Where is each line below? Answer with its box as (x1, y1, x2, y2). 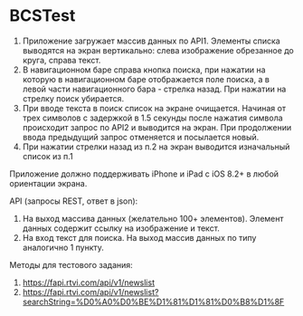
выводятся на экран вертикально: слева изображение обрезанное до (22, 44, 294, 55)
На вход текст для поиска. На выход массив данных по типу (22, 232, 257, 243)
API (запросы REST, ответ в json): (9, 196, 138, 206)
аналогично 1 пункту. (22, 242, 104, 253)
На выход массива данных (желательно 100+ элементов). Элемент (22, 213, 284, 224)
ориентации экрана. (9, 177, 88, 188)
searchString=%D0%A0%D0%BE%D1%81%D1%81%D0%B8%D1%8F (22, 296, 285, 307)
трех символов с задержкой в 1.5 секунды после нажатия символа (22, 112, 283, 123)
